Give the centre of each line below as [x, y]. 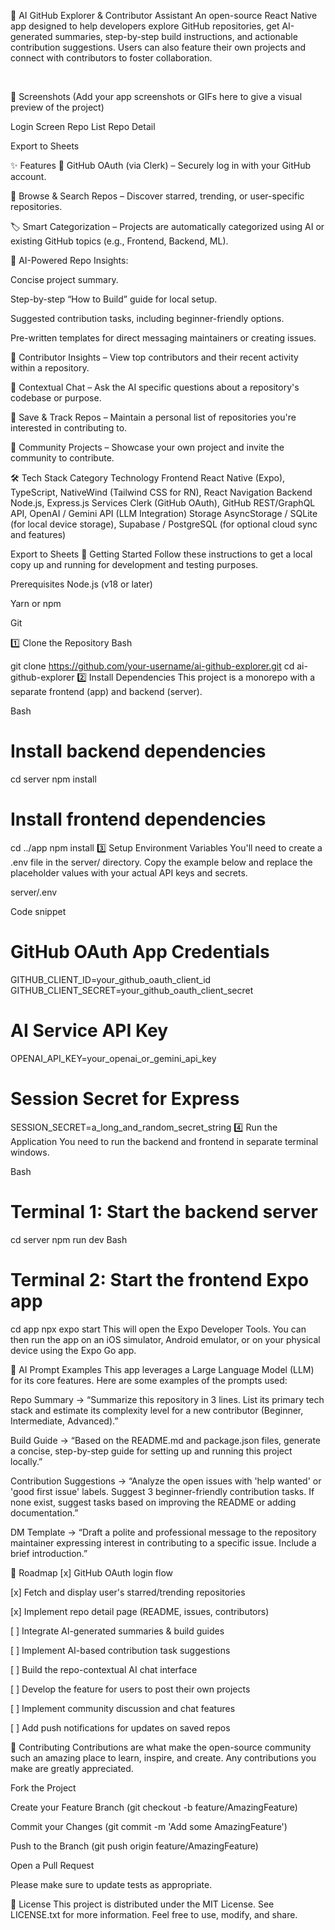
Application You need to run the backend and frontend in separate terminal [164, 1141]
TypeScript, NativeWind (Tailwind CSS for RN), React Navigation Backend [161, 492]
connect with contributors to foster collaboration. [111, 58]
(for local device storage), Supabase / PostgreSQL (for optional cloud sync [164, 524]
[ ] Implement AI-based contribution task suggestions [120, 1650]
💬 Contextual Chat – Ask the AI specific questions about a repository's [155, 387]
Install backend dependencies [138, 751]
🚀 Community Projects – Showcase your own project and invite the [147, 447]
